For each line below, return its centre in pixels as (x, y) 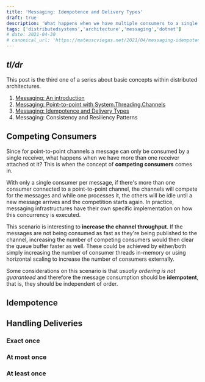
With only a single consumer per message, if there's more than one (91, 182)
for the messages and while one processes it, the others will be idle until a (99, 195)
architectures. (24, 86)
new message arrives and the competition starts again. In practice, (90, 202)
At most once (27, 357)
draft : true (21, 18)
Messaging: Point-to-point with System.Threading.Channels (90, 104)
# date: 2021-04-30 (31, 35)
